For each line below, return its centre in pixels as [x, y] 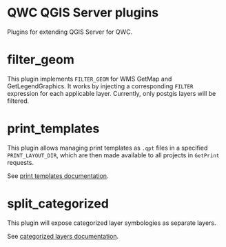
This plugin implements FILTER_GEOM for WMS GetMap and [90, 79]
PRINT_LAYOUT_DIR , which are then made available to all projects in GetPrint [113, 155]
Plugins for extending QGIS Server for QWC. [70, 32]
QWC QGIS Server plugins [83, 13]
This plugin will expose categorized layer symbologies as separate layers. [112, 223]
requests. [21, 162]
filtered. [18, 101]
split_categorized [58, 204]
